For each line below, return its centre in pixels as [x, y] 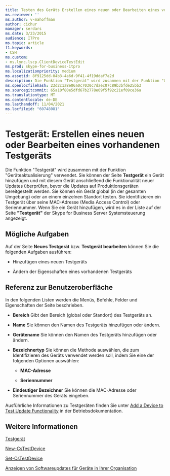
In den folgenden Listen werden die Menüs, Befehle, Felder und [71, 299]
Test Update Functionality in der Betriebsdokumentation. [64, 411]
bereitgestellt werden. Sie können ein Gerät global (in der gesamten [76, 191]
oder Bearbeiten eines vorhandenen [83, 145]
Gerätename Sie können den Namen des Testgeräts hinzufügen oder [85, 334]
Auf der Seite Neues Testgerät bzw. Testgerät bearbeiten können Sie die [82, 246]
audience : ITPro [22, 39]
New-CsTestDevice [25, 449]
